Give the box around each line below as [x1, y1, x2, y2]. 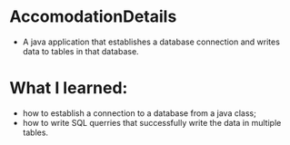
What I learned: [9, 78, 128, 99]
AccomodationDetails [9, 6, 177, 27]
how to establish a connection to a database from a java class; [22, 107, 256, 119]
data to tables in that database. [22, 45, 139, 56]
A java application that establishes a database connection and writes [22, 36, 280, 47]
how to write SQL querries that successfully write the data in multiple [22, 117, 282, 128]
